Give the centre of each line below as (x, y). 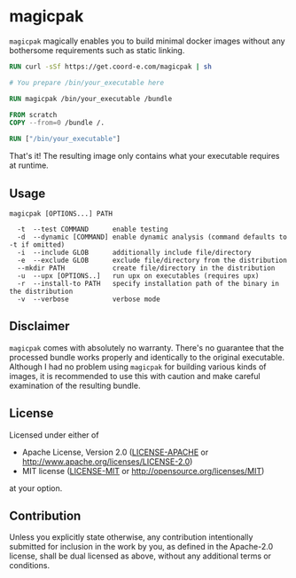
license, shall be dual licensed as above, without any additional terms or (140, 556)
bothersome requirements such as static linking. (97, 50)
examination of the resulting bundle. (75, 385)
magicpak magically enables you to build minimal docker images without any (147, 41)
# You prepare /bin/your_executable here (87, 83)
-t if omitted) (37, 245)
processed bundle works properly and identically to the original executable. (147, 357)
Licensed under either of (54, 435)
